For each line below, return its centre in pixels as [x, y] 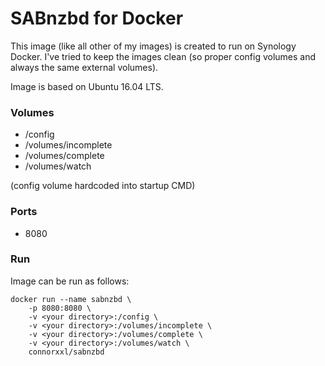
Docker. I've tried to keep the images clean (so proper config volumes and [163, 56]
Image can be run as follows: [70, 281]
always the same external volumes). [84, 67]
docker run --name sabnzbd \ [71, 299]
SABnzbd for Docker [97, 18]
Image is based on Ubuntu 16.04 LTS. [87, 86]
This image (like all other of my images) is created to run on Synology [153, 46]
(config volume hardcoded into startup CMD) [103, 186]
